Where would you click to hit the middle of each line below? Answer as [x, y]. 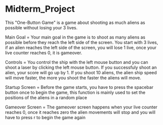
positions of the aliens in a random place [46, 97]
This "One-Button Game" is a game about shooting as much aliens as [75, 22]
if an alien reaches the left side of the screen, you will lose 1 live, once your [81, 47]
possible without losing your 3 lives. [41, 27]
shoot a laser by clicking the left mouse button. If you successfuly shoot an [81, 67]
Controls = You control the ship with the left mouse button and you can [77, 62]
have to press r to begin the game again [45, 117]
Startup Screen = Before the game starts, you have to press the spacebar [79, 87]
